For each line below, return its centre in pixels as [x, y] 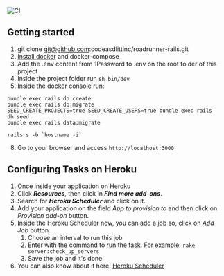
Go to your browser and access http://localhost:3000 [96, 147]
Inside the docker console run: [61, 86]
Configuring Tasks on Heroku [72, 169]
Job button [33, 230]
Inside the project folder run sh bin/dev [74, 78]
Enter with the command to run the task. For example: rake [111, 245]
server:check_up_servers [63, 251]
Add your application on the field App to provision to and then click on [117, 208]
